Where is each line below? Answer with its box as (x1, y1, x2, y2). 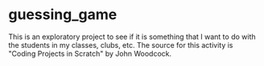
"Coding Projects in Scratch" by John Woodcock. (8, 49, 172, 58)
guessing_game (8, 6, 118, 24)
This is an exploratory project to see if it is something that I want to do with (8, 32, 256, 41)
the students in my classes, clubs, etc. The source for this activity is (8, 40, 233, 49)
